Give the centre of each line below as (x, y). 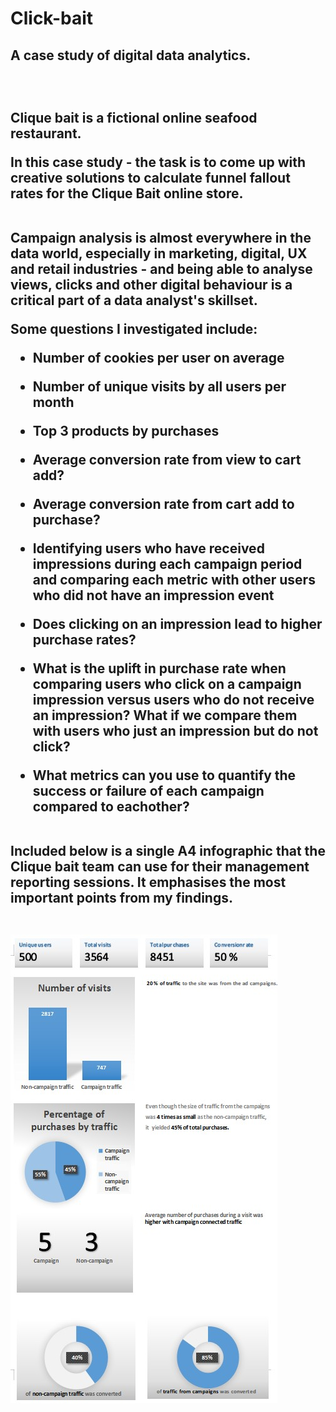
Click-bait (52, 18)
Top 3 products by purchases (126, 430)
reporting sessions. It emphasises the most (148, 882)
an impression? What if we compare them (165, 715)
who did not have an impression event (153, 595)
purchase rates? (84, 639)
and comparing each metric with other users (174, 579)
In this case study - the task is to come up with (158, 162)
